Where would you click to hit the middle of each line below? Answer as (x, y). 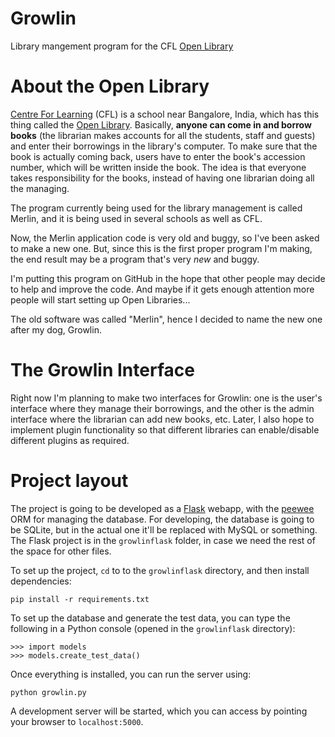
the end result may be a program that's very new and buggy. (135, 259)
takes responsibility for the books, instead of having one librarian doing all (162, 178)
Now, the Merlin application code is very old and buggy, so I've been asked (165, 238)
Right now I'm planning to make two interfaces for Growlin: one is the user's (166, 398)
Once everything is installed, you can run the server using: (131, 674)
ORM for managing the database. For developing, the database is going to (162, 519)
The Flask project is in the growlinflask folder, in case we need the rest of (163, 540)
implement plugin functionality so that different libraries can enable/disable (165, 429)
